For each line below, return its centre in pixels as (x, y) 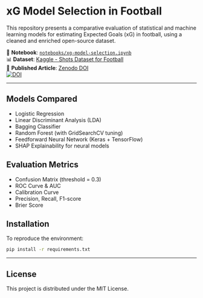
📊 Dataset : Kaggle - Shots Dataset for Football (65, 59)
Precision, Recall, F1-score (48, 198)
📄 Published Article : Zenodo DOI (47, 68)
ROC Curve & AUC (38, 186)
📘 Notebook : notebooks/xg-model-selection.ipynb (69, 52)
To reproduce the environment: (45, 238)
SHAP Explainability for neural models (62, 146)
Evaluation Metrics (42, 165)
